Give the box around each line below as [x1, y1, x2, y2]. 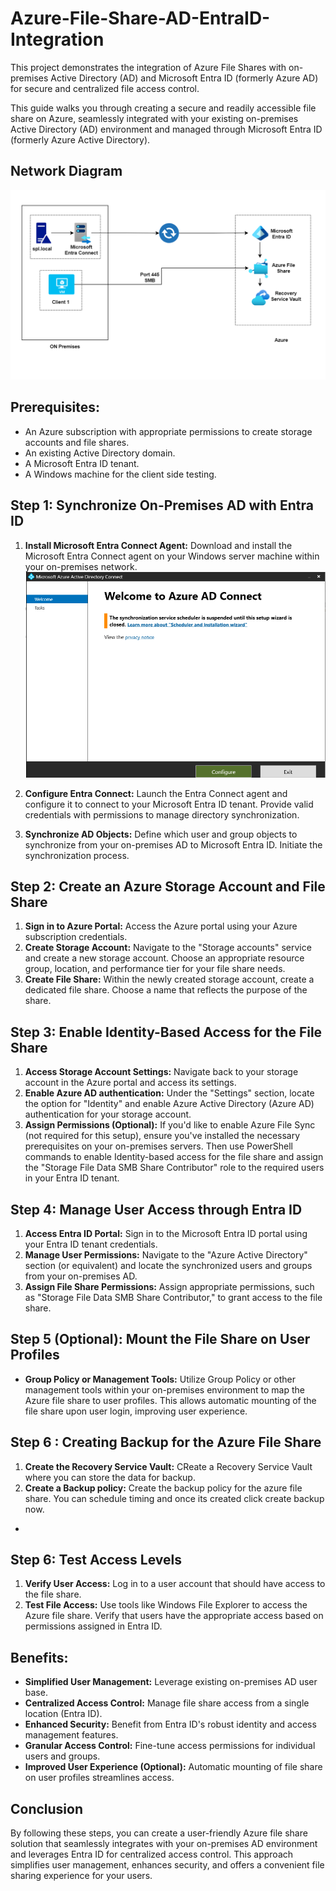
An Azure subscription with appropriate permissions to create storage [24, 425, 313, 437]
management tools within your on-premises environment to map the [24, 1383, 305, 1396]
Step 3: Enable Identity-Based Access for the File [10, 1023, 323, 1041]
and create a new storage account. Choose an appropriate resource [24, 952, 305, 964]
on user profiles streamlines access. [24, 1772, 175, 1784]
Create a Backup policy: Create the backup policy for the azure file [24, 1482, 303, 1494]
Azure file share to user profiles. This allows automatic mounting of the [24, 1394, 317, 1406]
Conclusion [10, 1800, 84, 1817]
